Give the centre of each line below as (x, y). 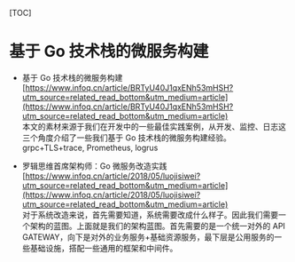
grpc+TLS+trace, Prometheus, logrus (90, 147)
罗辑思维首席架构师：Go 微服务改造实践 (94, 166)
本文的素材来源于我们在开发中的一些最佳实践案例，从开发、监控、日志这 (154, 126)
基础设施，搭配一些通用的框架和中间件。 (104, 248)
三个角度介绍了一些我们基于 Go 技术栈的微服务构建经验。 (127, 138)
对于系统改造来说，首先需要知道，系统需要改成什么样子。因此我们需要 (150, 214)
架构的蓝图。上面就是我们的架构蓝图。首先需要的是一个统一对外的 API (158, 226)
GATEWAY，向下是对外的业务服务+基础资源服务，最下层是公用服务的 (148, 237)
